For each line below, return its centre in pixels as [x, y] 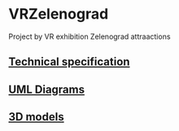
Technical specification [69, 62]
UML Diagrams [47, 89]
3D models [36, 117]
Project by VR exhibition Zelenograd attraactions [89, 36]
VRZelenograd [59, 14]
